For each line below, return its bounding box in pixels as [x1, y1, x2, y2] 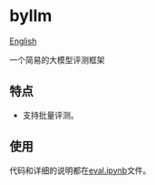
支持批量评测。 [22, 109, 79, 120]
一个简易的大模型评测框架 [9, 54, 105, 65]
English [9, 36, 37, 46]
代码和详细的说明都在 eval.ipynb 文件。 [9, 165, 151, 176]
